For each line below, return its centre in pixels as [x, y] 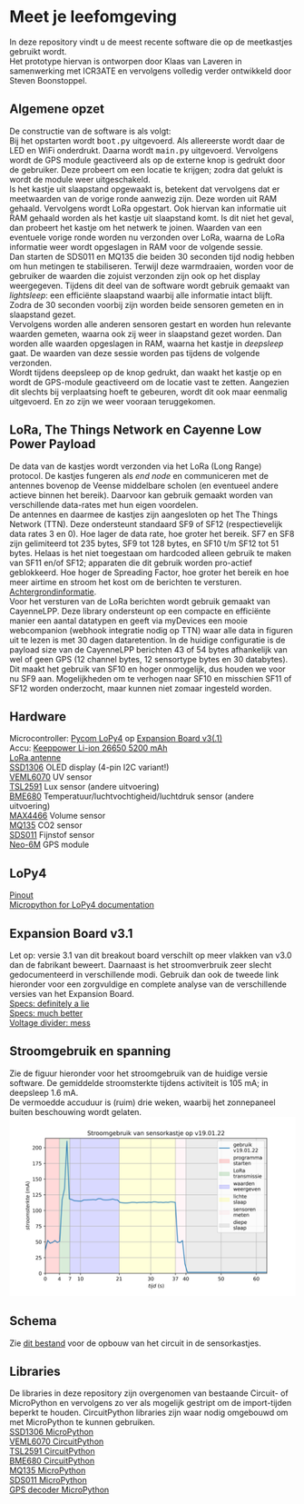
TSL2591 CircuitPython [52, 1451]
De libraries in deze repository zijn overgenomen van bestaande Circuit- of [149, 1393]
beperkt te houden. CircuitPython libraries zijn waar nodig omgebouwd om [149, 1413]
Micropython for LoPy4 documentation [82, 905]
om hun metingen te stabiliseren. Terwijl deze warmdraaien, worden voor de [152, 266]
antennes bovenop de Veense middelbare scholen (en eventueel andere [144, 485]
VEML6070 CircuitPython [57, 1441]
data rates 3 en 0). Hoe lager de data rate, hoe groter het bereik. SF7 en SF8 [152, 533]
